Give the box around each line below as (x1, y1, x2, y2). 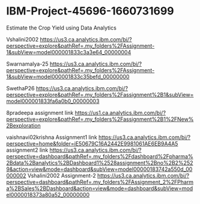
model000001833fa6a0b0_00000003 (6, 97, 100, 105)
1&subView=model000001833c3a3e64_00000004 (6, 48, 132, 55)
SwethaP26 (6, 84, 35, 91)
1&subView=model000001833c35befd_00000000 (6, 73, 130, 80)
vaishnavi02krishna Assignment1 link (6, 134, 97, 141)
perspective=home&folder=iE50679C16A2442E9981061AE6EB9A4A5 (6, 140, 178, 147)
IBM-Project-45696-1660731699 (6, 4, 174, 18)
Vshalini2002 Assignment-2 (27, 172, 96, 179)
